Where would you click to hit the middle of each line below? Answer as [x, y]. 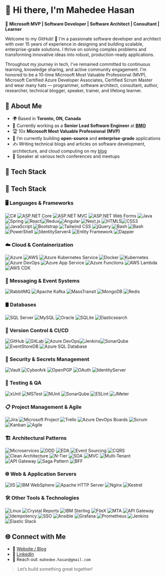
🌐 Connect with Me [35, 537]
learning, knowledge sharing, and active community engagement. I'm [76, 69]
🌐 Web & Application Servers [41, 474]
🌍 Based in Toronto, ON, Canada [47, 118]
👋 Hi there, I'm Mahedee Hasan [70, 10]
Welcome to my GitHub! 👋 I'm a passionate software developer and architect [83, 39]
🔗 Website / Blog [29, 549]
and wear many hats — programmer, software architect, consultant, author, [82, 85]
